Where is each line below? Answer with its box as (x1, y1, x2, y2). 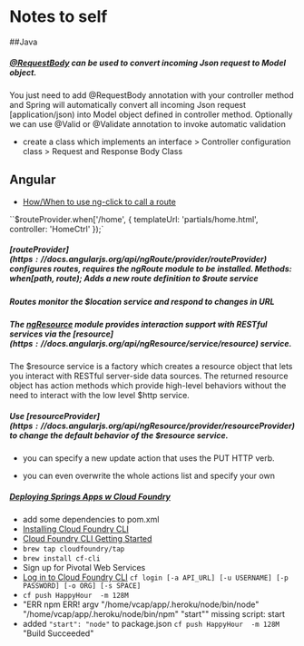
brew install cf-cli (22, 554, 101, 563)
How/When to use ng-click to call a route (22, 196, 177, 207)
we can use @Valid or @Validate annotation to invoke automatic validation (9, 118, 286, 129)
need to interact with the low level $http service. (9, 390, 191, 401)
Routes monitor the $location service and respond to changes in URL (9, 296, 275, 307)
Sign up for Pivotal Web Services (22, 563, 146, 573)
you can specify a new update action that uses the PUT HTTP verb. (22, 453, 275, 464)
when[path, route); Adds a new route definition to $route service (9, 273, 259, 284)
